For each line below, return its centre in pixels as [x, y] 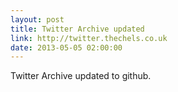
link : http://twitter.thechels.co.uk [89, 38]
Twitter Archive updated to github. [81, 76]
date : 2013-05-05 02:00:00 [66, 47]
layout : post [37, 19]
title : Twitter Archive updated [77, 29]
